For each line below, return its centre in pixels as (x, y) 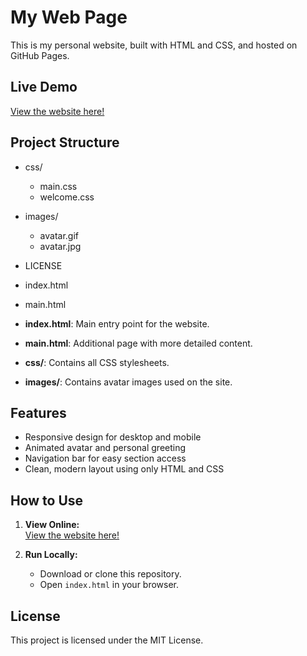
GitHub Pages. (40, 55)
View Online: (52, 525)
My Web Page (69, 17)
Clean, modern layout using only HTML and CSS (124, 469)
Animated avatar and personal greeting (105, 448)
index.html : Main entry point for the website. (117, 323)
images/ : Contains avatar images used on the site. (128, 382)
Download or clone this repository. (110, 574)
